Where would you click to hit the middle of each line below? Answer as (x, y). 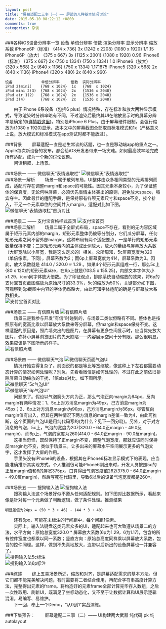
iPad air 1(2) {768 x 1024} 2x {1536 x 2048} (58, 95)
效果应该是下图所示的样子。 (33, 343)
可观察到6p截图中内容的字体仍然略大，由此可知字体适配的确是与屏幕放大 (79, 289)
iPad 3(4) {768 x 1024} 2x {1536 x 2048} (58, 99)
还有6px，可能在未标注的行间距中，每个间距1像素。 (66, 520)
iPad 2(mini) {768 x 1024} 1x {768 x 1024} (58, 87)
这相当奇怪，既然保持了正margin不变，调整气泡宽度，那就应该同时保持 (86, 440)
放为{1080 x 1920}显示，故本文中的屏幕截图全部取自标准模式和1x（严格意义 (82, 128)
